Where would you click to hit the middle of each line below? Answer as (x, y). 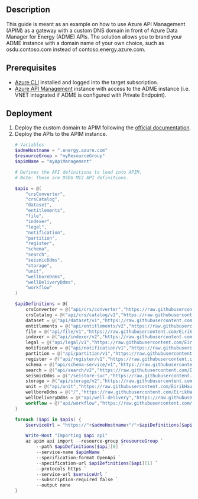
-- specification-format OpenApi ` (79, 457)
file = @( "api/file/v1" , (56, 332)
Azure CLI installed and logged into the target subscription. (86, 82)
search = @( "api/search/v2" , (61, 370)
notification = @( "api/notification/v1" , (77, 348)
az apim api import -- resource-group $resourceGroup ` (95, 441)
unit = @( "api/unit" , (52, 387)
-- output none (53, 485)
